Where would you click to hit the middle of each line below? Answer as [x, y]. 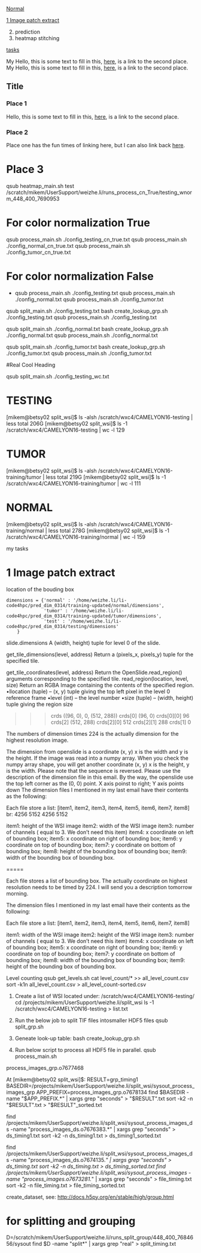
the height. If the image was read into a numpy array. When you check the [97, 758]
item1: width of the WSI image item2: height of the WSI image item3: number [100, 935]
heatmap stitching [37, 38]
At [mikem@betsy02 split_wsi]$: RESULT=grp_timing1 [72, 1079]
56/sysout [19, 1244]
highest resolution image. [37, 740]
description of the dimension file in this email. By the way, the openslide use [100, 777]
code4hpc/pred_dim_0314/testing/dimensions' [63, 626]
